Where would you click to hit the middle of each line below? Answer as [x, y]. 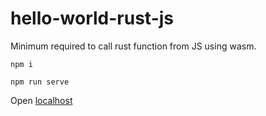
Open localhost [41, 100]
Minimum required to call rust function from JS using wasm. [133, 46]
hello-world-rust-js [92, 18]
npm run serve [40, 82]
